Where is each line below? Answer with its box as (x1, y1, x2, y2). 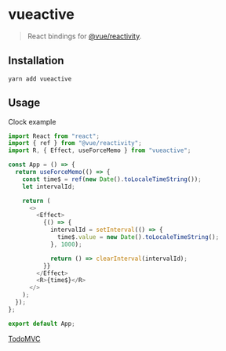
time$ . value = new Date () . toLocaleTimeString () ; (57, 233, 220, 241)
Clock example (8, 117, 56, 126)
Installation (8, 54, 64, 67)
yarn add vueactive (8, 74, 72, 83)
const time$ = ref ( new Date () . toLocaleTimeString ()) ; (22, 175, 202, 183)
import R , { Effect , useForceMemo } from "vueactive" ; (8, 147, 191, 154)
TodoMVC (8, 334, 41, 343)
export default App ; (8, 320, 76, 327)
